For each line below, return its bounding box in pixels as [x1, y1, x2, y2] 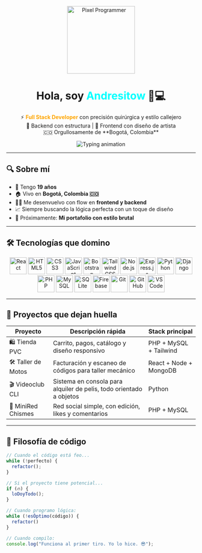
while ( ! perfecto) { [6, 458, 58, 464]
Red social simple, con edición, [53, 402, 140, 411]
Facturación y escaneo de [53, 358, 126, 367]
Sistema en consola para [53, 377, 123, 386]
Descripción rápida [70, 328, 126, 336]
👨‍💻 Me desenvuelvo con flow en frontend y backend [14, 198, 147, 206]
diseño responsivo [53, 346, 105, 355]
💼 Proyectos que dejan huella [6, 310, 117, 320]
